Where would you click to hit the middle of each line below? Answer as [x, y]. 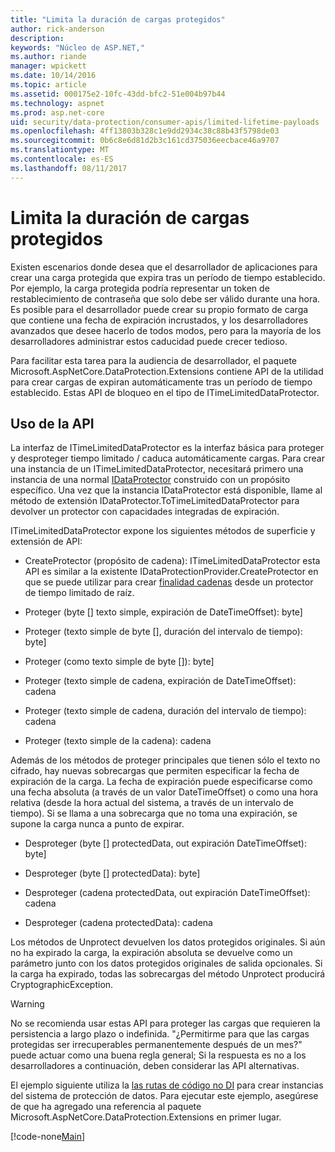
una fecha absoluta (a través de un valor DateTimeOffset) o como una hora [164, 792]
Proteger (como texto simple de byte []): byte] [119, 662]
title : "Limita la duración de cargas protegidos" [118, 19]
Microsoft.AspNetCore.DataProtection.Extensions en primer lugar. [146, 1117]
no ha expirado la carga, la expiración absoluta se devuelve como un [151, 953]
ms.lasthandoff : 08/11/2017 [69, 168]
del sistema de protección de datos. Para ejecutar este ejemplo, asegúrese [164, 1096]
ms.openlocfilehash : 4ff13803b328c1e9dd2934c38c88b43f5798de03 [145, 131]
